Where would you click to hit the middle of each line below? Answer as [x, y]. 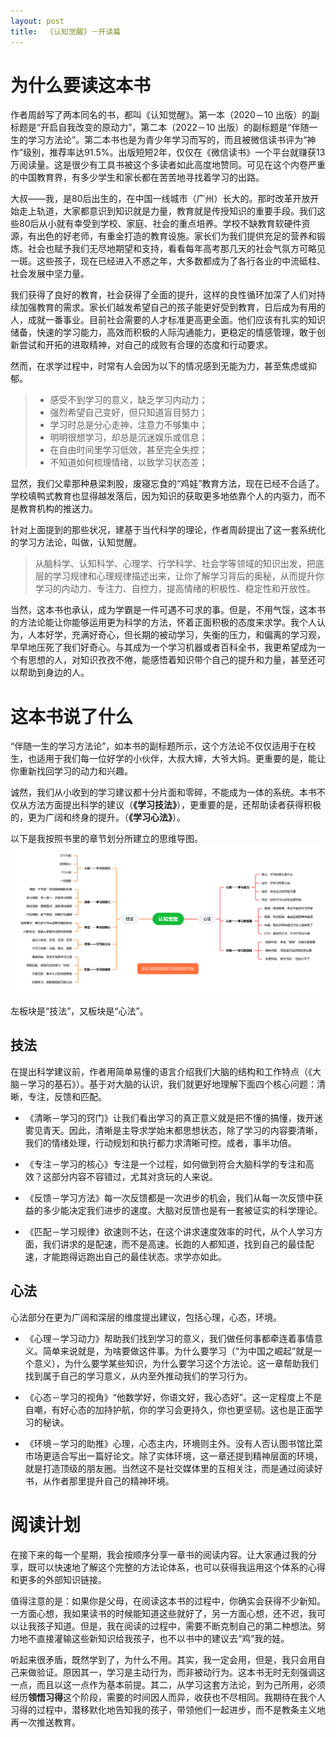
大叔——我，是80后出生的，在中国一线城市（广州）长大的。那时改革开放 [160, 199]
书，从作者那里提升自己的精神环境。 [99, 1481]
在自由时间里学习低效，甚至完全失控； [128, 450]
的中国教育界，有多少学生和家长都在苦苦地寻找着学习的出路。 [137, 177]
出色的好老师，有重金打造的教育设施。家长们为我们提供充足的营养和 [176, 236]
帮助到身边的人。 [54, 672]
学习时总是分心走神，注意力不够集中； [128, 425]
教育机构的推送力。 [58, 509]
